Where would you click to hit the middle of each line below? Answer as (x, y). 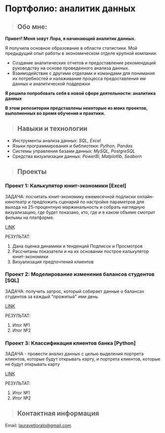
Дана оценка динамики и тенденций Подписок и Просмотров (77, 246)
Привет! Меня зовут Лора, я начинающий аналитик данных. (70, 38)
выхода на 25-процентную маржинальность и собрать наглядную (75, 207)
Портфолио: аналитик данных (70, 9)
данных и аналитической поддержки (51, 84)
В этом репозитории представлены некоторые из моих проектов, (76, 108)
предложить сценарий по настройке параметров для (88, 202)
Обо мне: (32, 27)
